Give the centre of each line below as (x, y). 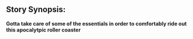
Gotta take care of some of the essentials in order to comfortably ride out (96, 23)
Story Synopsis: (36, 10)
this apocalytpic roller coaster (43, 30)
